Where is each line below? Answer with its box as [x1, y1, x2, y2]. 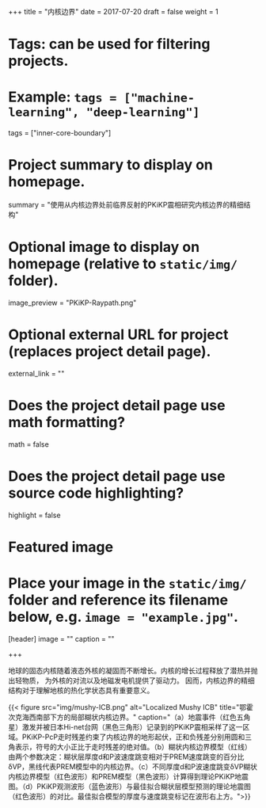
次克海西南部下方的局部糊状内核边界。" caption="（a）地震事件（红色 [8, 712, 237, 722]
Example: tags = [8, 88, 117, 106]
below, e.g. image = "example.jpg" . [8, 608, 239, 626]
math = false [8, 439, 49, 449]
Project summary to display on [8, 156, 214, 174]
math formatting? [8, 414, 125, 432]
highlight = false [8, 510, 61, 520]
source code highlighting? [8, 484, 184, 502]
